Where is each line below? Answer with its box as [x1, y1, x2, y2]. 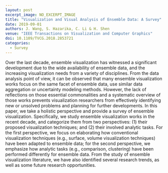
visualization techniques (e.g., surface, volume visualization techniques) [5, 135, 156, 141]
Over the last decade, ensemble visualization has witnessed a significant [5, 59, 157, 65]
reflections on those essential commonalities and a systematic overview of [5, 92, 161, 98]
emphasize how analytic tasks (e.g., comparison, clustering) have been [5, 146, 154, 152]
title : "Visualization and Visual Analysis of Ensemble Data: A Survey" [5, 17, 162, 22]
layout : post [5, 7, 33, 13]
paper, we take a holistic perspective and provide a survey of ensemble [5, 108, 154, 114]
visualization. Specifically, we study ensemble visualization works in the [5, 113, 155, 120]
